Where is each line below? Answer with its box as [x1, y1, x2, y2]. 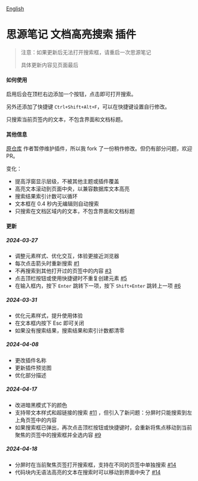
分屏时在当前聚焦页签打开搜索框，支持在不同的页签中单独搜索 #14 [14, 461, 177, 468]
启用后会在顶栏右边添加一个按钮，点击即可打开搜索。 [6, 91, 137, 98]
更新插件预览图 [14, 364, 52, 371]
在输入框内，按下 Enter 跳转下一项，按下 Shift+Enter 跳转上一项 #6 [14, 282, 181, 289]
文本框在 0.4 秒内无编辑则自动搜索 [14, 200, 99, 208]
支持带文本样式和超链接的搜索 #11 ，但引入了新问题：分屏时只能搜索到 [14, 409, 187, 416]
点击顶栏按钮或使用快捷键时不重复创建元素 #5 [14, 275, 127, 282]
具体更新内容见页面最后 [20, 61, 78, 68]
